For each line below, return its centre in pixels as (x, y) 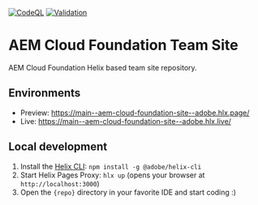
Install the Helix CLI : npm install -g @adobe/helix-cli (111, 166)
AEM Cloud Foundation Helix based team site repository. (103, 67)
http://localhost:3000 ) (60, 183)
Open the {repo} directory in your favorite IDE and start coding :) (128, 192)
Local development (58, 147)
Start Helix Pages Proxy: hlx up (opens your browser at (112, 175)
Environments (45, 93)
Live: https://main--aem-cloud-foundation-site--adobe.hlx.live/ (125, 121)
